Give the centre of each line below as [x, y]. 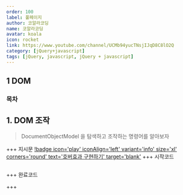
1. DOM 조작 [28, 121]
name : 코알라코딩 [25, 29]
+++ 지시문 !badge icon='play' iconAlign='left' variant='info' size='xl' [91, 149]
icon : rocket [23, 40]
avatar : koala [24, 34]
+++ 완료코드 [22, 175]
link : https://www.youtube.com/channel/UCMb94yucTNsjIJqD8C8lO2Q [90, 46]
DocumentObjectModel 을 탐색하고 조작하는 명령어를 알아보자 [95, 136]
